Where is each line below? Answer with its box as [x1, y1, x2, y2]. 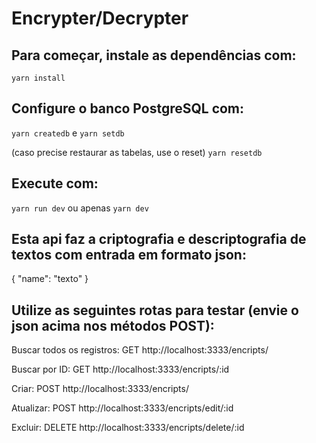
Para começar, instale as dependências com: [11, 47, 297, 64]
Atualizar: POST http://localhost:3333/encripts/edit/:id [11, 402, 234, 414]
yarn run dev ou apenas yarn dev [11, 202, 149, 214]
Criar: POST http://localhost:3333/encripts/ [11, 383, 189, 395]
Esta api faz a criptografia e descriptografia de [11, 231, 307, 248]
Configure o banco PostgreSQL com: [11, 100, 245, 117]
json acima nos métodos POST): [11, 317, 215, 334]
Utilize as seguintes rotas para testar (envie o [11, 302, 299, 319]
